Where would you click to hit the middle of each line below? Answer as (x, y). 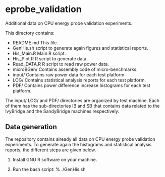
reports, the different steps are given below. (51, 150)
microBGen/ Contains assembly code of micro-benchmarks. (75, 69)
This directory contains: (30, 33)
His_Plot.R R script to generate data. (50, 58)
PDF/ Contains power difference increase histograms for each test (81, 85)
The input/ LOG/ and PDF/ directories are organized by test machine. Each (82, 100)
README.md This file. (35, 42)
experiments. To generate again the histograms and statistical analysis (78, 144)
